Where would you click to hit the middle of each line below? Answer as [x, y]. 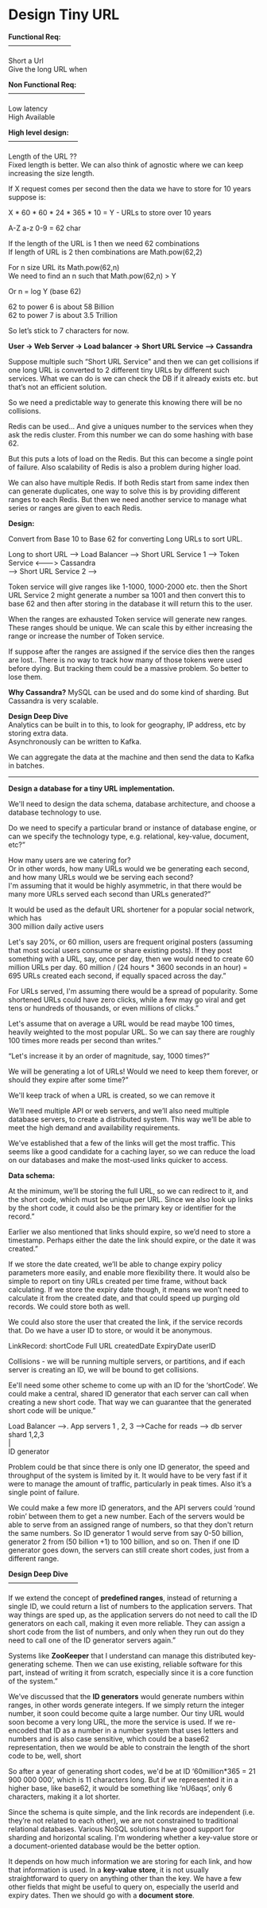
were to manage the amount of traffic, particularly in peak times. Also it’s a [130, 1483]
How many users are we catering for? [70, 860]
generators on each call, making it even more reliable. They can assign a [127, 1623]
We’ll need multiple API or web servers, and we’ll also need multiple [119, 1110]
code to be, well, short [45, 1756]
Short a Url [26, 61]
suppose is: [27, 197]
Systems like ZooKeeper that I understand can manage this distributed [124, 1655]
